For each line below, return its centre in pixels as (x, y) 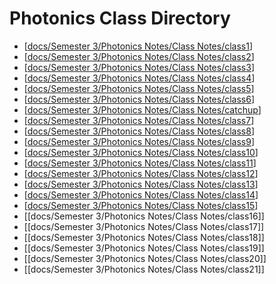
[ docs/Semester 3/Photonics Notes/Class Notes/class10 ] (141, 152)
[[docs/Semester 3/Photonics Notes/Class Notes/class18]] (144, 237)
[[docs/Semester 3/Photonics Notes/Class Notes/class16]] (144, 216)
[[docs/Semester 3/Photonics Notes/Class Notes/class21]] (144, 269)
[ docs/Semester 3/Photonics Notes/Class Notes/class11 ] (140, 163)
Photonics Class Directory (120, 18)
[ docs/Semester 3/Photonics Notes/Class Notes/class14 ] (141, 194)
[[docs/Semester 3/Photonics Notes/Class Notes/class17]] (144, 226)
